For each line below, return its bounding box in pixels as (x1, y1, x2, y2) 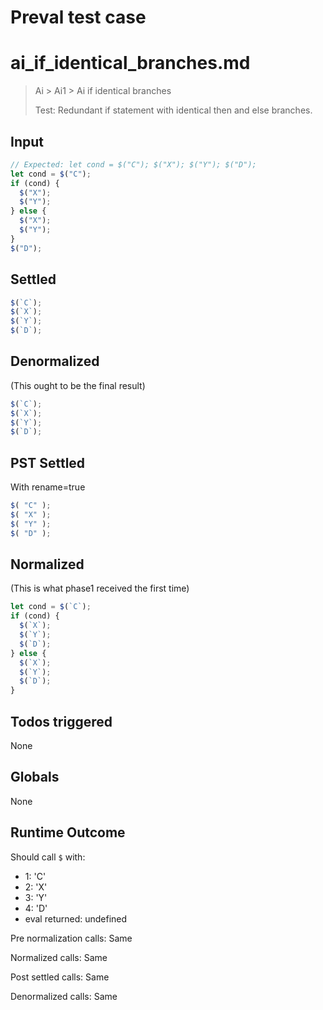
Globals (10, 769, 60, 786)
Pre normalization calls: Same (10, 932, 133, 944)
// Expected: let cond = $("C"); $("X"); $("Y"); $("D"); (10, 159, 257, 170)
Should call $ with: (10, 851, 86, 863)
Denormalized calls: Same (10, 990, 118, 1002)
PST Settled (10, 454, 86, 471)
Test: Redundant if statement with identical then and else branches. (34, 104, 313, 116)
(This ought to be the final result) (10, 379, 146, 391)
